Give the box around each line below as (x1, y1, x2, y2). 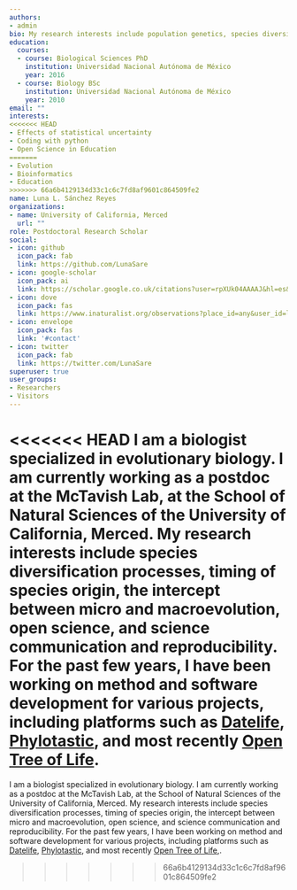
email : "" (9, 104, 46, 112)
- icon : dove (9, 293, 57, 302)
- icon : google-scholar (9, 268, 97, 277)
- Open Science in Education (9, 144, 117, 153)
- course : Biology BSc (17, 79, 101, 88)
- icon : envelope (9, 318, 73, 327)
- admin (9, 21, 38, 30)
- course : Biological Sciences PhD (17, 54, 148, 63)
